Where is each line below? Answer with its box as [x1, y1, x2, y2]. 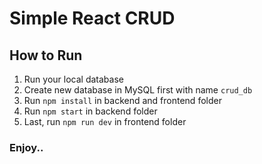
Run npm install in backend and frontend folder [23, 95, 222, 106]
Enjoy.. [9, 140, 44, 154]
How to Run [9, 47, 83, 64]
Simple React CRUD [9, 7, 176, 30]
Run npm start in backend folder [23, 105, 158, 117]
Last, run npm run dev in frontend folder [23, 116, 187, 127]
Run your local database [23, 73, 124, 85]
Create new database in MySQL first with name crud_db [23, 84, 253, 96]
